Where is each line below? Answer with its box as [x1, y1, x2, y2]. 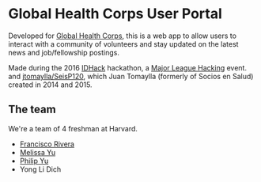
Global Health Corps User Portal [8, 5, 223, 23]
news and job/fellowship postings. [8, 47, 120, 57]
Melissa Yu [19, 147, 56, 157]
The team [8, 103, 57, 116]
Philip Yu [19, 156, 49, 165]
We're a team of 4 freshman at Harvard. [8, 123, 138, 133]
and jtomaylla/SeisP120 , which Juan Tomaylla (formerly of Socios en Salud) [8, 71, 254, 81]
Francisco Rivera [19, 139, 75, 149]
